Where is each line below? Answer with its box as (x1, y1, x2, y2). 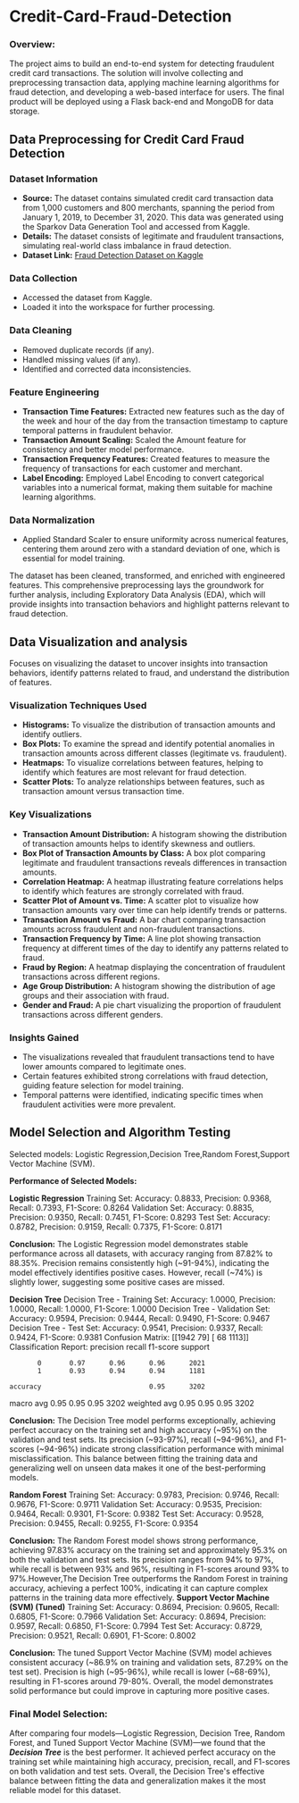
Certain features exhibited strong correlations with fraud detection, (21, 1070, 269, 1082)
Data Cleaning (9, 324, 72, 337)
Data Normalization (9, 514, 96, 526)
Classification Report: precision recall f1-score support (9, 1341, 210, 1352)
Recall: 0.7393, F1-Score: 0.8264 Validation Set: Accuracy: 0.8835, (9, 1202, 254, 1212)
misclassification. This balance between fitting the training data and (9, 1453, 259, 1463)
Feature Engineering (9, 386, 100, 398)
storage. (9, 105, 40, 117)
